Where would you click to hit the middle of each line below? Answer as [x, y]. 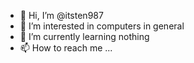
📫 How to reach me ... [66, 48]
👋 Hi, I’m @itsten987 [61, 15]
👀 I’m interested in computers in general [102, 26]
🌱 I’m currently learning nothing [84, 36]
